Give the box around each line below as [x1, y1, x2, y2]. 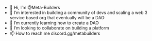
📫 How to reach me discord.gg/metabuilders [9, 30, 101, 36]
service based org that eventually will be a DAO [9, 15, 104, 20]
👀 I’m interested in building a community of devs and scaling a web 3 [9, 10, 148, 15]
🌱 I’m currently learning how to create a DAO [9, 20, 99, 26]
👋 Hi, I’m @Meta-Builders [9, 5, 60, 10]
